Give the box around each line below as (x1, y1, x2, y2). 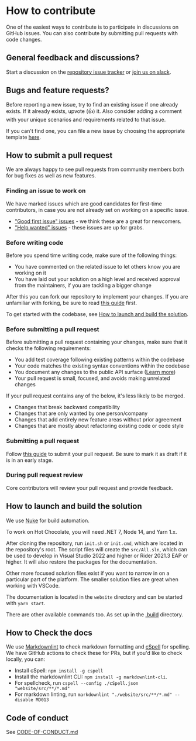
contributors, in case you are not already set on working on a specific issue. (6, 206, 189, 213)
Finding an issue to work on (6, 187, 86, 195)
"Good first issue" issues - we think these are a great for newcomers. (14, 218, 182, 225)
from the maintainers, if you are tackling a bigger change (14, 282, 152, 289)
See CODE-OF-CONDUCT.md (6, 729, 78, 736)
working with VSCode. (6, 582, 60, 589)
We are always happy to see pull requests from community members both (6, 166, 184, 173)
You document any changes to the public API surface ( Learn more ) (14, 369, 176, 376)
